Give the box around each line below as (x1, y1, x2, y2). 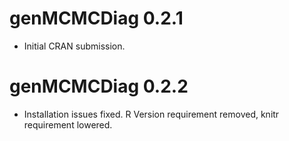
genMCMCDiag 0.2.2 (9, 75, 189, 98)
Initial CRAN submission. (23, 40, 126, 52)
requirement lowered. (23, 118, 113, 131)
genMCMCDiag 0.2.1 (9, 7, 184, 30)
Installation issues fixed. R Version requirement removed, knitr (23, 108, 280, 120)
